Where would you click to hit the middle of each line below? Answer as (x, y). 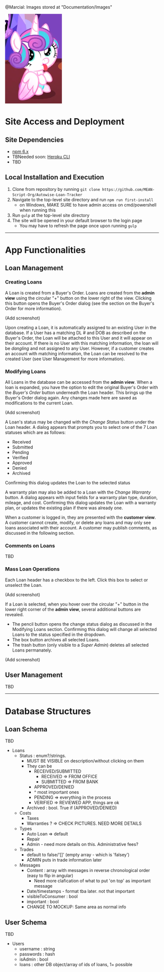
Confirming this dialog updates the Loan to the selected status (68, 482)
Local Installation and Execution (55, 177)
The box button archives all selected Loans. (56, 639)
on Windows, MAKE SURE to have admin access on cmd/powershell (88, 205)
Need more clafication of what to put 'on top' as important (92, 881)
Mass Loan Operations (32, 569)
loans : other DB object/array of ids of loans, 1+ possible (76, 965)
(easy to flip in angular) (50, 876)
